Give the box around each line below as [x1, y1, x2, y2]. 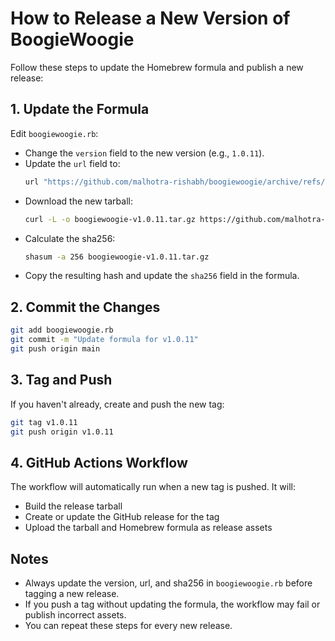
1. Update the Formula [10, 101, 150, 118]
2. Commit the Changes [10, 298, 161, 316]
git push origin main [10, 343, 101, 354]
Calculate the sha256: [24, 232, 116, 244]
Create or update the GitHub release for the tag [24, 511, 220, 523]
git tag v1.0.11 [10, 417, 78, 427]
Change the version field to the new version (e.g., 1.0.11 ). [24, 147, 265, 159]
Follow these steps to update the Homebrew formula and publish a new [10, 61, 304, 73]
